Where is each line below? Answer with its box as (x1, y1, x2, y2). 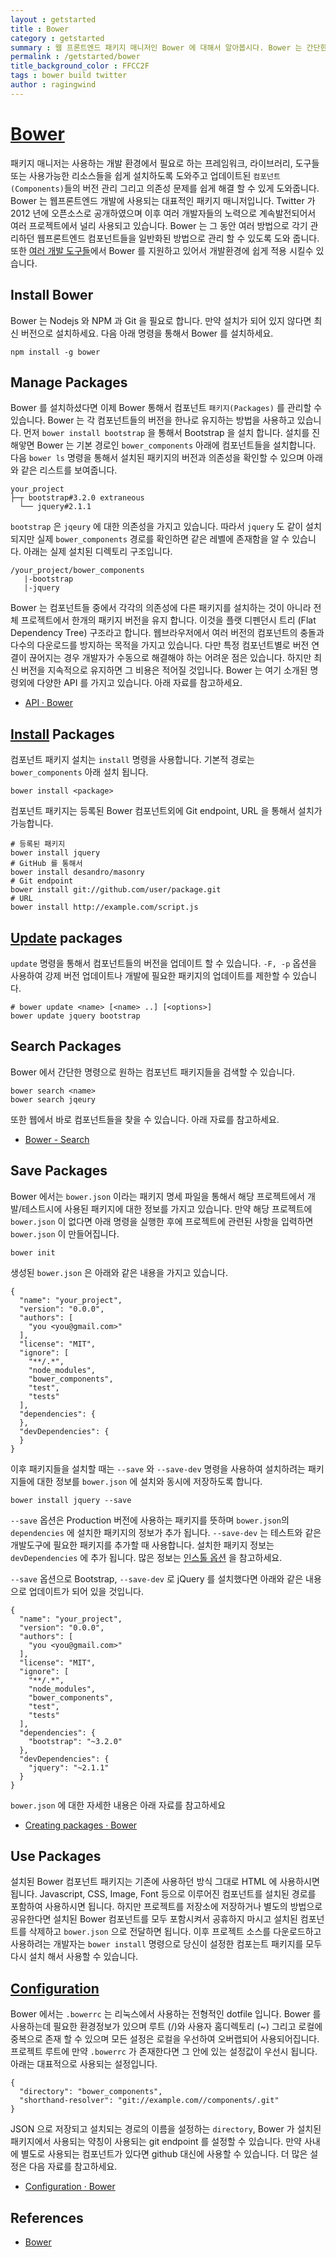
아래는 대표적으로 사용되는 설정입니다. (10, 2058, 158, 2070)
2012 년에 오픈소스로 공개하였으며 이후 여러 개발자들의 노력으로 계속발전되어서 (10, 207, 317, 219)
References (10, 2209, 84, 2226)
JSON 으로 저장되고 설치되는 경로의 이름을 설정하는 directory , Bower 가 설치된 (10, 2123, 322, 2135)
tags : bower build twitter (10, 71, 128, 81)
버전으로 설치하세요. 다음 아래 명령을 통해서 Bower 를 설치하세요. (20, 327, 274, 339)
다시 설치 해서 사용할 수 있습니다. (10, 1951, 139, 1963)
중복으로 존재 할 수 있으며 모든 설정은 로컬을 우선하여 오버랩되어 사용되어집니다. (10, 2033, 320, 2045)
